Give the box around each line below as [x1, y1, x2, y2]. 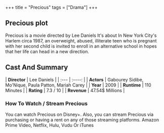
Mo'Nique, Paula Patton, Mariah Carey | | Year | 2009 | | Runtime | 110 [5, 82, 152, 88]
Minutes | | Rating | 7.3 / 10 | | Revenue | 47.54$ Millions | [5, 87, 125, 93]
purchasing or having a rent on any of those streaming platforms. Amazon [5, 116, 159, 123]
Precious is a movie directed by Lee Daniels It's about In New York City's [5, 32, 157, 38]
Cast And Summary [5, 63, 68, 72]
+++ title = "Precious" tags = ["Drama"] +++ [5, 5, 98, 10]
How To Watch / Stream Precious [5, 100, 88, 107]
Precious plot [5, 19, 48, 27]
